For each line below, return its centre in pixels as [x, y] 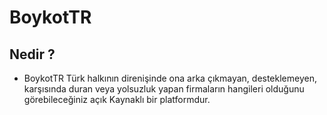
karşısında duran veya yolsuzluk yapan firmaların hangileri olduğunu [164, 89]
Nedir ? [32, 54]
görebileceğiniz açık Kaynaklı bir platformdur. [117, 99]
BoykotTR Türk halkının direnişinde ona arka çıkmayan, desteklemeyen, [170, 78]
